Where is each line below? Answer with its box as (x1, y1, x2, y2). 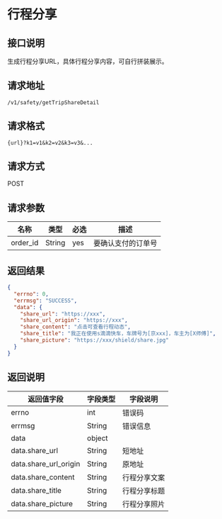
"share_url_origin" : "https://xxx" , (20, 317, 129, 324)
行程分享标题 (122, 486, 165, 496)
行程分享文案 (122, 472, 165, 482)
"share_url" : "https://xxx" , (20, 310, 106, 318)
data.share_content (11, 472, 75, 482)
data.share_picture (11, 498, 73, 508)
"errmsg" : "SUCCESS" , (13, 297, 78, 304)
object (87, 433, 108, 443)
